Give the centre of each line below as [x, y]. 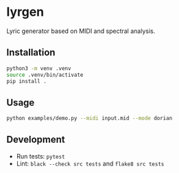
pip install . [27, 81]
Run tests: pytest [41, 156]
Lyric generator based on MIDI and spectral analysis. [81, 31]
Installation [31, 53]
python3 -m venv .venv [39, 68]
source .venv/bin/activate [45, 75]
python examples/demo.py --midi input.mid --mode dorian [89, 118]
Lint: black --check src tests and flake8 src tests [90, 163]
